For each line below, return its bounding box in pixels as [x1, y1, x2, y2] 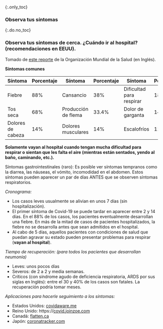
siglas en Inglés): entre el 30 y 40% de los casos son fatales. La [12, 279, 140, 284]
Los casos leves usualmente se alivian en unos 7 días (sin [12, 198, 128, 204]
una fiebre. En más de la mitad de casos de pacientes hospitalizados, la [12, 218, 155, 225]
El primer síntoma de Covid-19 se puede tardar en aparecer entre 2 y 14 [12, 208, 156, 214]
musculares [62, 129, 89, 135]
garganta [123, 112, 145, 118]
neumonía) [5, 254, 27, 260]
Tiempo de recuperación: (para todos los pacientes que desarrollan [5, 248, 141, 254]
